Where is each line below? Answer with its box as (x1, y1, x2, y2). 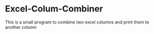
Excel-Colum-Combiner (5, 3, 103, 14)
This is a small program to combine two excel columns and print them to (5, 19, 150, 25)
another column (5, 24, 37, 30)
